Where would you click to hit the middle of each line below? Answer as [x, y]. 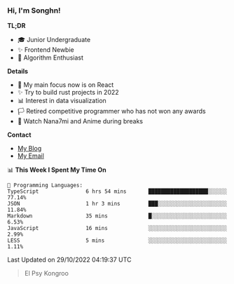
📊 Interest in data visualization [62, 101]
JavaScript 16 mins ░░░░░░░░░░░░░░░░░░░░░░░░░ [117, 229]
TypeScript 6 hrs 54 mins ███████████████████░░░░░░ [117, 191]
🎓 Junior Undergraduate [54, 40]
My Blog [29, 149]
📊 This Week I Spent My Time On [57, 170]
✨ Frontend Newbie [46, 50]
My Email [30, 156]
